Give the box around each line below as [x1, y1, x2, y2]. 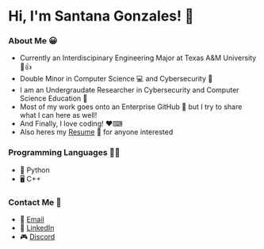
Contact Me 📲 [8, 197, 62, 208]
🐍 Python [19, 165, 50, 175]
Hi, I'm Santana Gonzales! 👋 [8, 7, 194, 25]
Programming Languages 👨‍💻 [8, 147, 121, 158]
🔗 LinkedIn [19, 223, 55, 232]
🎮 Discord [19, 232, 55, 242]
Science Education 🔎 [19, 94, 88, 104]
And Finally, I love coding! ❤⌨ [19, 119, 123, 129]
